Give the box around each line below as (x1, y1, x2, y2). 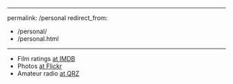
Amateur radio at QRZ (17, 69, 80, 77)
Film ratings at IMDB (17, 55, 76, 62)
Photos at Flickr (17, 62, 62, 70)
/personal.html (17, 35, 59, 42)
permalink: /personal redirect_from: (7, 14, 108, 22)
